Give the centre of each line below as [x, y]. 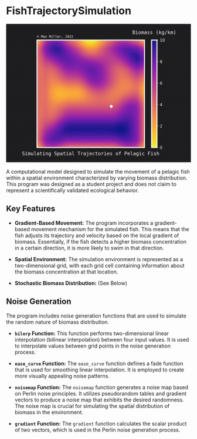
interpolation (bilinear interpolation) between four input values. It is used [102, 339]
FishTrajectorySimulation [69, 11]
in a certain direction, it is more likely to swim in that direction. [89, 248]
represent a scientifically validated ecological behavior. [72, 190]
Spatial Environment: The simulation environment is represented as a [99, 259]
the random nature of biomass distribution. [58, 322]
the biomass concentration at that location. [66, 272]
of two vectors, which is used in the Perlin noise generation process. [97, 430]
